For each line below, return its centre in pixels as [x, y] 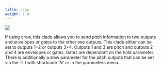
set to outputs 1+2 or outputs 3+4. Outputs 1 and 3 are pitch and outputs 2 [79, 47]
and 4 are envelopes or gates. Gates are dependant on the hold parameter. [80, 52]
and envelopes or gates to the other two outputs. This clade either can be [78, 42]
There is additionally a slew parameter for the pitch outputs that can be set [80, 57]
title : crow [17, 9]
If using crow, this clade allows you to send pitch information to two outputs [80, 37]
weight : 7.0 [17, 14]
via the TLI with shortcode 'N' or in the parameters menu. [62, 62]
